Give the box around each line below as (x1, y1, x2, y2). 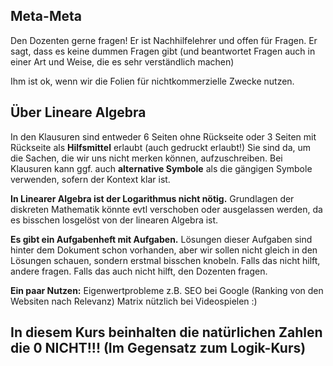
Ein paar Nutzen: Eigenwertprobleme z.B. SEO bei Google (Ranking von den (10, 284, 324, 296)
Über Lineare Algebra (10, 104, 147, 121)
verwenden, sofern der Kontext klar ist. (10, 173, 171, 185)
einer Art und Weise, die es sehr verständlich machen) (10, 55, 235, 68)
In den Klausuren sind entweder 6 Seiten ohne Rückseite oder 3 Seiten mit (10, 130, 317, 143)
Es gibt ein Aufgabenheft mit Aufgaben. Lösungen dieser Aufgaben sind (10, 233, 313, 245)
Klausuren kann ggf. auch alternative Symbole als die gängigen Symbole (10, 162, 313, 174)
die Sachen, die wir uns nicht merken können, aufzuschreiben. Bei (10, 152, 283, 164)
